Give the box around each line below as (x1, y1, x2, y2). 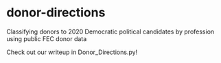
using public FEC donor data (6, 34, 87, 42)
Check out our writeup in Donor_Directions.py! (6, 48, 138, 56)
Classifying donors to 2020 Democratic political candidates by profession (6, 27, 215, 36)
